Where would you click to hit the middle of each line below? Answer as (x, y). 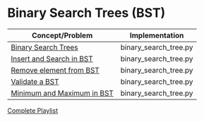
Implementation (157, 35)
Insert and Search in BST (52, 59)
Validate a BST (35, 81)
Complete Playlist (33, 110)
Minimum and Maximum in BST (62, 93)
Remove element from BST (55, 70)
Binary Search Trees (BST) (86, 13)
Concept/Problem (62, 35)
